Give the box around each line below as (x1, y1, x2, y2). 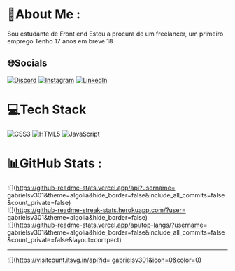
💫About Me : (7, 6, 81, 22)
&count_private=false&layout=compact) (7, 235, 122, 244)
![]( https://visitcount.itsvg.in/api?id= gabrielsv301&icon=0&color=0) (7, 256, 201, 264)
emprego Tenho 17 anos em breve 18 (7, 36, 113, 45)
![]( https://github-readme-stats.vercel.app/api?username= (7, 183, 176, 192)
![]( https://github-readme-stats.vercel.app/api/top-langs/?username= (7, 221, 208, 229)
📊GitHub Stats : (7, 155, 103, 171)
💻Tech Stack (7, 102, 87, 118)
